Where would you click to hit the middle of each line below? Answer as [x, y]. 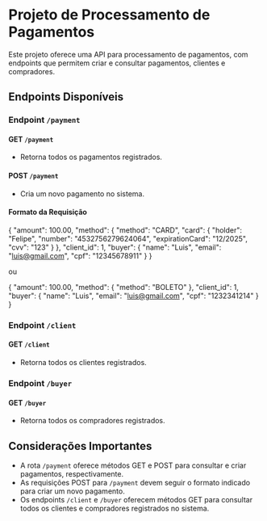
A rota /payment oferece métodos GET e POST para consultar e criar [133, 465]
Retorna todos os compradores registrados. [92, 421]
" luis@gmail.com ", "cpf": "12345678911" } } [80, 255]
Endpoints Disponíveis [66, 97]
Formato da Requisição [48, 212]
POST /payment [33, 176]
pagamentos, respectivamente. [71, 473]
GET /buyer [27, 402]
